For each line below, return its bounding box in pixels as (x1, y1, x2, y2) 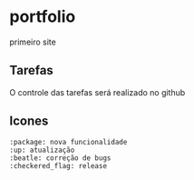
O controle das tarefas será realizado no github (9, 86, 186, 97)
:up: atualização (9, 145, 75, 155)
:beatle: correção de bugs (9, 153, 112, 163)
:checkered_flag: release (9, 161, 107, 170)
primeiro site (9, 36, 56, 47)
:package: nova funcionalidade (9, 137, 128, 146)
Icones (9, 114, 49, 129)
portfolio (9, 6, 76, 27)
